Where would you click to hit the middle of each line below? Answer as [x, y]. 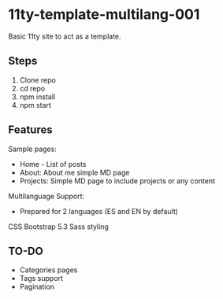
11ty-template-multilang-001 [104, 15]
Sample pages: [32, 149]
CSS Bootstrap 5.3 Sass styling [58, 227]
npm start [35, 105]
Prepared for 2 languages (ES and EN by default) [99, 211]
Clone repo [38, 79]
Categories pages [48, 270]
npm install [37, 97]
